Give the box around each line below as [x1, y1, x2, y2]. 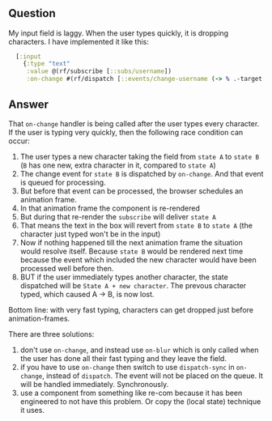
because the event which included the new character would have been [19, 254, 257, 265]
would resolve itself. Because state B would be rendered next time [19, 246, 244, 256]
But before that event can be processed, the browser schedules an [19, 185, 244, 196]
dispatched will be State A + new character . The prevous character [19, 280, 247, 290]
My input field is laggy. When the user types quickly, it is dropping [8, 28, 229, 38]
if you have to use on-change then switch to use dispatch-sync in [19, 362, 235, 372]
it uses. [19, 405, 45, 415]
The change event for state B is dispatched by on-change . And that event [19, 168, 264, 178]
